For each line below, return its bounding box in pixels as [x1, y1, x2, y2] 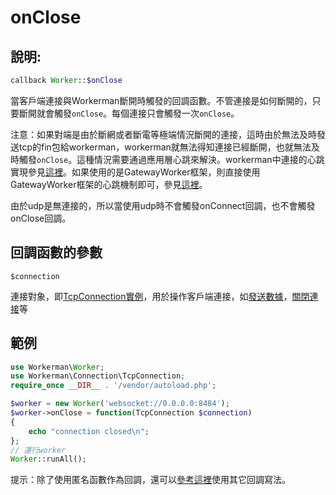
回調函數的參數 [10, 244, 103, 261]
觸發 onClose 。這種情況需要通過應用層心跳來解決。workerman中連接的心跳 [18, 153, 325, 165]
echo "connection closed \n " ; [28, 426, 150, 436]
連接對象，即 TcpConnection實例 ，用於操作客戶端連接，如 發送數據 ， [10, 290, 293, 302]
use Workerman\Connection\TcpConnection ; [10, 371, 186, 381]
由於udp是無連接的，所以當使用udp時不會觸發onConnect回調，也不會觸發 [10, 199, 316, 211]
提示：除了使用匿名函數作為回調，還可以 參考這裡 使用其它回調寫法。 [10, 474, 291, 486]
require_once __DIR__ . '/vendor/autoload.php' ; [10, 381, 217, 391]
